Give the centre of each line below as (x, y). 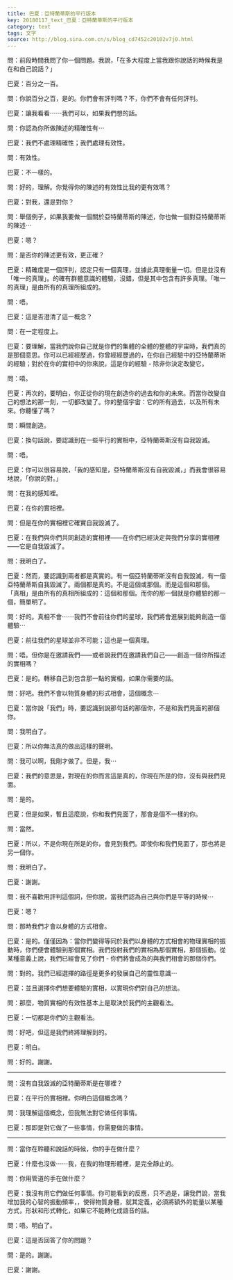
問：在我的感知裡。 (35, 493)
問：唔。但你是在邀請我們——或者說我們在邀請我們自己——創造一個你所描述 (116, 655)
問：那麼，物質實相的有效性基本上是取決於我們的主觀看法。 (92, 1003)
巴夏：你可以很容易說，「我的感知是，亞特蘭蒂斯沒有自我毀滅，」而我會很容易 (116, 470)
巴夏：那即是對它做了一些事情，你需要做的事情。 (77, 1128)
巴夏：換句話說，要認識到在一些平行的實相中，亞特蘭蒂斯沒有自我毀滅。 (110, 440)
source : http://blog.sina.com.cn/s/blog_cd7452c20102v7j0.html (101, 40)
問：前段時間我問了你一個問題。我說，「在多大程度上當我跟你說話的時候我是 (115, 61)
